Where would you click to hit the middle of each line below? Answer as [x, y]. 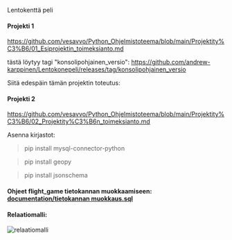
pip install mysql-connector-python [74, 148]
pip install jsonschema [56, 175]
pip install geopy [47, 162]
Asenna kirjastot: [31, 135]
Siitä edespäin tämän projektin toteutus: [64, 83]
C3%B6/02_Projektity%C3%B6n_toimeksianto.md [79, 121]
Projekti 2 [21, 98]
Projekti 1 [21, 26]
